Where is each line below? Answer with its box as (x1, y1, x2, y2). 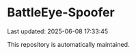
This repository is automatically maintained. (7, 40, 130, 48)
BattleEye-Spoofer (7, 5, 115, 20)
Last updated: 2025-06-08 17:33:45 (7, 27, 109, 35)
